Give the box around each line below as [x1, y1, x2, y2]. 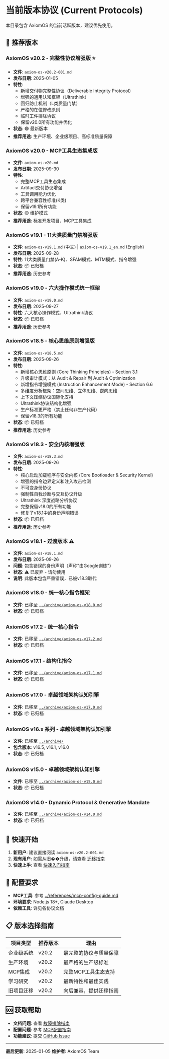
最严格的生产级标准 [63, 959, 109, 966]
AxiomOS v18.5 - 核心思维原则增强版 [6, 337, 95, 344]
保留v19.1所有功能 [20, 203, 57, 209]
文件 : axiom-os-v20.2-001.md [13, 68, 72, 75]
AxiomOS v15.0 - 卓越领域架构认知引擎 [6, 766, 100, 773]
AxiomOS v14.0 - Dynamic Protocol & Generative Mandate [6, 799, 150, 806]
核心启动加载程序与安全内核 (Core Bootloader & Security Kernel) [20, 472, 153, 478]
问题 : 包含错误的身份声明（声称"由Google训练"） [13, 562, 114, 569]
